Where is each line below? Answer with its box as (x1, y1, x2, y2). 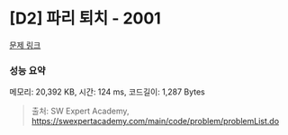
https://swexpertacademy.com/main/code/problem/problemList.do (31, 116, 280, 127)
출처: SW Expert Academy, (31, 105, 130, 117)
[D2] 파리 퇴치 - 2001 (9, 8, 162, 29)
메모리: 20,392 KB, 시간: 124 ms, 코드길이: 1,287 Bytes (9, 86, 205, 97)
